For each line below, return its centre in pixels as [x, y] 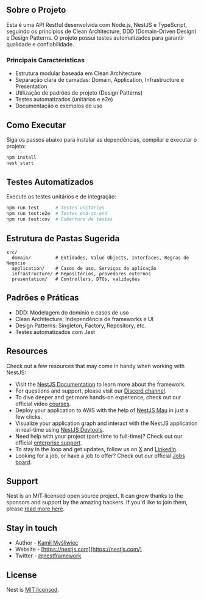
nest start [20, 163]
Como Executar [36, 125]
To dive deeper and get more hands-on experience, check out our [98, 397]
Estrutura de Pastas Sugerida [63, 238]
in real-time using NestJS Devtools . [60, 429]
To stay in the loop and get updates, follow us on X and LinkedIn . [96, 449]
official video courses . [43, 404]
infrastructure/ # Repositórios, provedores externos [81, 274]
